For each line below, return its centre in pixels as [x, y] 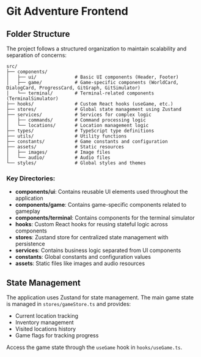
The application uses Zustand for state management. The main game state [100, 297]
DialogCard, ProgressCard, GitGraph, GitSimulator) [73, 88]
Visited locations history [46, 329]
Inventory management [45, 323]
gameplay [28, 211]
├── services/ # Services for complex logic [79, 115]
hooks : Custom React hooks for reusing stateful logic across [91, 225]
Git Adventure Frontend [67, 11]
